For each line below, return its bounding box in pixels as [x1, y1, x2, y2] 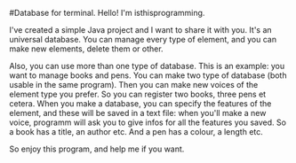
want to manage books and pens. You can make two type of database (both [9, 70, 287, 81]
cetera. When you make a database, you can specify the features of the [9, 98, 272, 109]
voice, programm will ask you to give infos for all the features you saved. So [9, 117, 287, 128]
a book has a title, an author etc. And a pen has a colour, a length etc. [9, 127, 264, 136]
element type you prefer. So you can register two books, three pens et [9, 89, 267, 99]
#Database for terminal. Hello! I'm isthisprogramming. [9, 8, 205, 18]
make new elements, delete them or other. [9, 43, 164, 54]
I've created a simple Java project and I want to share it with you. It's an [9, 25, 273, 35]
